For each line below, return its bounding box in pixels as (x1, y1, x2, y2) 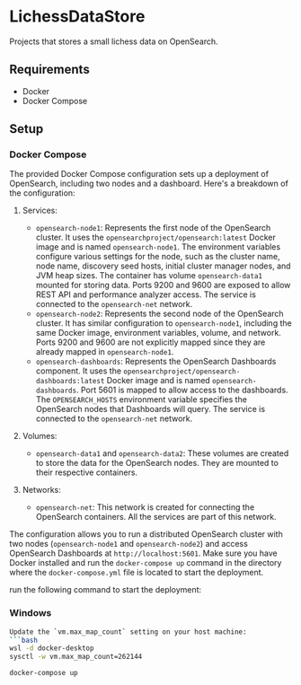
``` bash (9, 636, 39, 645)
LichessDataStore (9, 6, 146, 27)
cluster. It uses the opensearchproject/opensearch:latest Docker (35, 232, 277, 243)
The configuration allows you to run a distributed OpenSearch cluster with (9, 529, 283, 540)
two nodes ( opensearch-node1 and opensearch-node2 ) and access (9, 539, 249, 549)
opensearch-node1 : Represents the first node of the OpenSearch (35, 223, 271, 233)
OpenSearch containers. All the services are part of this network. (35, 512, 277, 523)
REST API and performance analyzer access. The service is (35, 289, 256, 300)
